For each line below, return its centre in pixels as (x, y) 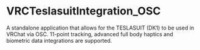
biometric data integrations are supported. (59, 40)
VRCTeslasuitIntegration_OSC (84, 11)
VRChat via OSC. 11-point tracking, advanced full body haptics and (90, 34)
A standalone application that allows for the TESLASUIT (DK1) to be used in (100, 28)
